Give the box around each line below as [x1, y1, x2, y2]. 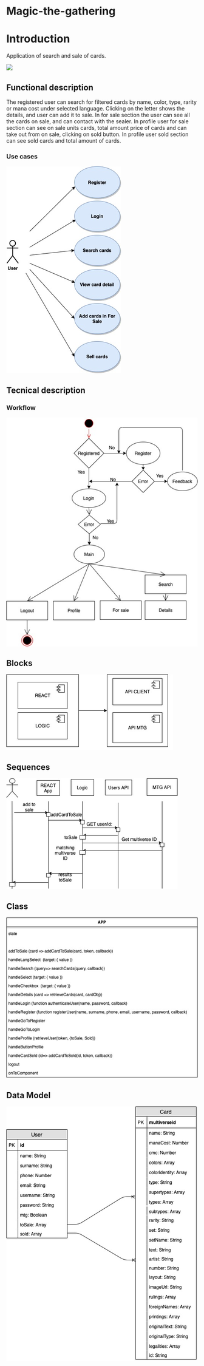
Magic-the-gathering [6, 4, 116, 18]
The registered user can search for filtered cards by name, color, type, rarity [6, 98, 197, 106]
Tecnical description [6, 385, 86, 395]
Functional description [6, 82, 94, 92]
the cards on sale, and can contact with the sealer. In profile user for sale [6, 117, 189, 125]
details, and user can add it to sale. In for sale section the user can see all [6, 111, 190, 118]
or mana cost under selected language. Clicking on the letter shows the [6, 104, 185, 112]
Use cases [6, 152, 38, 160]
